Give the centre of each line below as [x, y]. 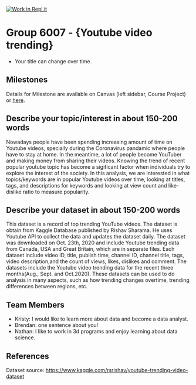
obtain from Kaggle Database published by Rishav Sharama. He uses [89, 230]
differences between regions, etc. [47, 287]
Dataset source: [25, 370]
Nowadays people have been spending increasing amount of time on [89, 142]
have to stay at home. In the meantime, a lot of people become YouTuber [94, 154]
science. [25, 338]
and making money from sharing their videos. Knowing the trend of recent [96, 161]
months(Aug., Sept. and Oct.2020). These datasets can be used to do [90, 274]
